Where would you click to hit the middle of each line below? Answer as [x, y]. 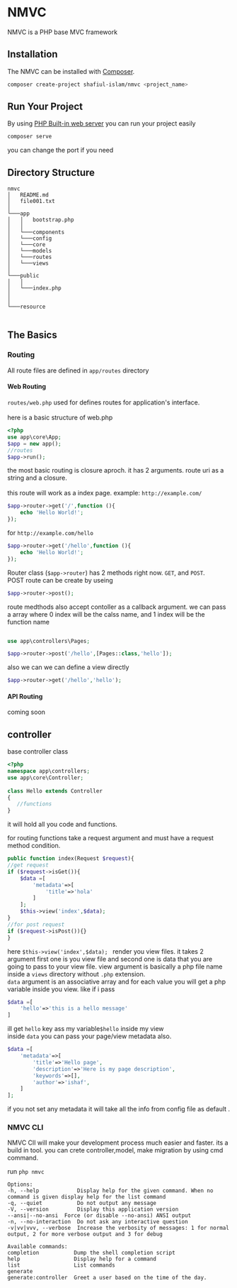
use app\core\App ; [34, 437]
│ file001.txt [31, 202]
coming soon [27, 712]
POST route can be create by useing [60, 580]
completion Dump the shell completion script [91, 1253]
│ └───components [36, 232]
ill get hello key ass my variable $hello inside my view [86, 1029]
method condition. [34, 846]
